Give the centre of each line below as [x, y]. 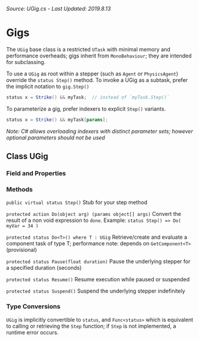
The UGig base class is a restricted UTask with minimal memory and [88, 49]
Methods [19, 189]
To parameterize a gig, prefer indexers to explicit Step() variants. [86, 109]
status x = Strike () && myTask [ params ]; [57, 120]
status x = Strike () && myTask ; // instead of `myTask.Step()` [88, 97]
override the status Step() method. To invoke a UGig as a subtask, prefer [97, 80]
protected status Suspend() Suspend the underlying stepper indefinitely [96, 291]
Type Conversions [33, 306]
